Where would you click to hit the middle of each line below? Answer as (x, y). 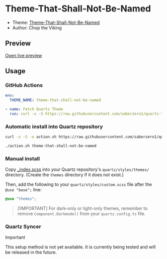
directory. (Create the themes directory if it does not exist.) (64, 175)
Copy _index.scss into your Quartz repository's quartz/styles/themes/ (77, 169)
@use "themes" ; (21, 199)
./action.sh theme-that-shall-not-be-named (51, 146)
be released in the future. (31, 253)
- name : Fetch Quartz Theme (34, 109)
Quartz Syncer (23, 227)
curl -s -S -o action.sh (31, 137)
